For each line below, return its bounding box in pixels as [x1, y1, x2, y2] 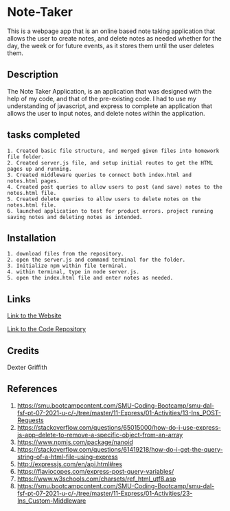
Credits [7, 345, 40, 357]
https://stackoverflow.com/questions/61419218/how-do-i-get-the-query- [16, 445, 223, 453]
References [7, 383, 58, 395]
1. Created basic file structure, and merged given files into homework [7, 147, 220, 154]
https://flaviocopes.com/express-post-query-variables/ [16, 467, 174, 475]
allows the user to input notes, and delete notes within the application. [7, 109, 205, 117]
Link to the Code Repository [7, 325, 87, 333]
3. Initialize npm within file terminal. [7, 262, 128, 269]
